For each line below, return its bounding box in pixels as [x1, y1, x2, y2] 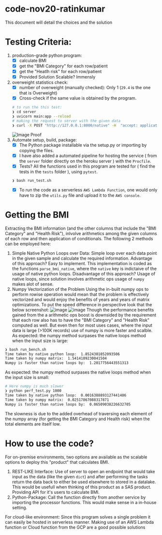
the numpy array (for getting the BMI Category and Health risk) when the [5, 416, 150, 422]
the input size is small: [5, 375, 49, 380]
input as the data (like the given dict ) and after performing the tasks [12, 473, 148, 479]
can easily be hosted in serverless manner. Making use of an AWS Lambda [5, 519, 154, 525]
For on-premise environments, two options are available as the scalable [5, 454, 147, 460]
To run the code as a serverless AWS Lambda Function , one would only [19, 187, 158, 192]
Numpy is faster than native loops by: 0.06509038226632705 [5, 402, 131, 407]
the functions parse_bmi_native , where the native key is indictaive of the [12, 266, 157, 271]
